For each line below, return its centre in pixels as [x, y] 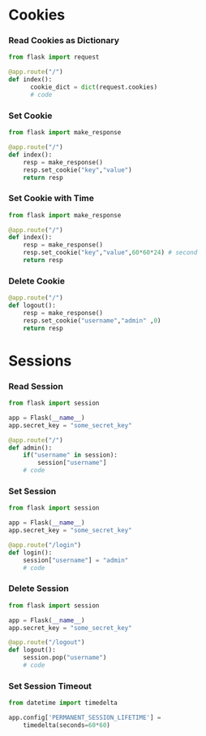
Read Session [36, 386]
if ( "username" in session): [70, 455]
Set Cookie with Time [51, 199]
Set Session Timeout [50, 686]
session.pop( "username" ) [65, 658]
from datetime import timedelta [63, 703]
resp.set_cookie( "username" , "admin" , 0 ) [92, 320]
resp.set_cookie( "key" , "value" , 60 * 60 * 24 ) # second [110, 253]
